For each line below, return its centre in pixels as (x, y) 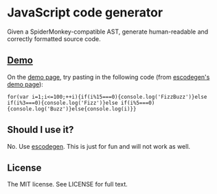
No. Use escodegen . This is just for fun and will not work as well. (99, 146)
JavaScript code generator (85, 13)
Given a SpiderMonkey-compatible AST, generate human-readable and (108, 32)
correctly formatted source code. (54, 38)
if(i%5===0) (138, 103)
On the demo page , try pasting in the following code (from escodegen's (108, 77)
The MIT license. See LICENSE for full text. (68, 184)
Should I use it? (41, 130)
